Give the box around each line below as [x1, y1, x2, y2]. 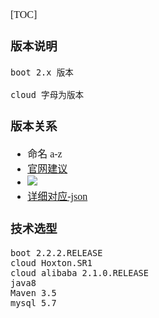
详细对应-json [27, 190, 88, 202]
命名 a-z [27, 148, 63, 160]
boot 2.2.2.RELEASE [10, 247, 103, 258]
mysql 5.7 [10, 297, 57, 308]
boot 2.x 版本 [10, 66, 74, 78]
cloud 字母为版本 [10, 89, 85, 100]
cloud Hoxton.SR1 [10, 257, 93, 268]
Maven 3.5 [10, 287, 57, 298]
